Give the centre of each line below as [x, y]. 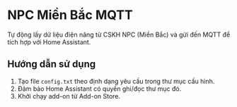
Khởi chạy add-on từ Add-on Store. [69, 96]
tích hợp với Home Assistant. [49, 42]
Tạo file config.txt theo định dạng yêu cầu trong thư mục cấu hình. [116, 81]
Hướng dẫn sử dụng [52, 64]
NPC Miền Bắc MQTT [70, 15]
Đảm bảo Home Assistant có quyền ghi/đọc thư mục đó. [99, 89]
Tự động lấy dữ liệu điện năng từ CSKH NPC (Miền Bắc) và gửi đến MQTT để [119, 34]
